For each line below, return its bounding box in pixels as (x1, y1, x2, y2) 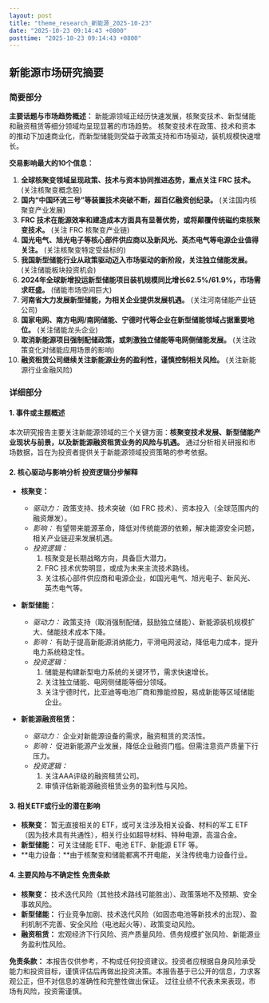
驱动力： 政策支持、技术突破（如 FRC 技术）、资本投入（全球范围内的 (32, 503, 259, 513)
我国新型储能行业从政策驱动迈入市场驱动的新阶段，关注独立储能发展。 (20, 255, 252, 265)
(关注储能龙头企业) (36, 324, 98, 334)
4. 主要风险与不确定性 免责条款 (9, 870, 110, 880)
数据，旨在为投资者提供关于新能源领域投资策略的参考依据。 (15, 448, 212, 457)
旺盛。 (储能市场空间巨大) (27, 285, 113, 294)
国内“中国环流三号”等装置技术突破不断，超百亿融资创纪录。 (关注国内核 (20, 195, 257, 205)
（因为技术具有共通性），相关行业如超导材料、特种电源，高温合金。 (20, 830, 242, 840)
